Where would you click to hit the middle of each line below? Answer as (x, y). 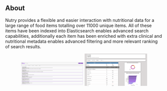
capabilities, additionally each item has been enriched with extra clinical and (84, 36)
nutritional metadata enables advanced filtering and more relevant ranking (81, 41)
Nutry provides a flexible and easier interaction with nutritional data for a (80, 20)
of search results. (23, 46)
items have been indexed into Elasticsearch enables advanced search (77, 31)
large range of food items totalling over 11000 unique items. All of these (78, 25)
